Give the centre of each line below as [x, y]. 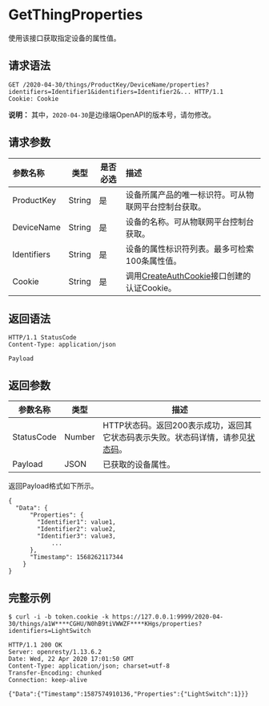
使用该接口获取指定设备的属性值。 [64, 38]
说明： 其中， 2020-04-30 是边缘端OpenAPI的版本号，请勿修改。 [112, 115]
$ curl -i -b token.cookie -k [59, 617]
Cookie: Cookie [34, 99]
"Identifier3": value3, [76, 536]
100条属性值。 [153, 261]
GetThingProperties [76, 15]
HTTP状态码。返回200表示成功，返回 [173, 425]
